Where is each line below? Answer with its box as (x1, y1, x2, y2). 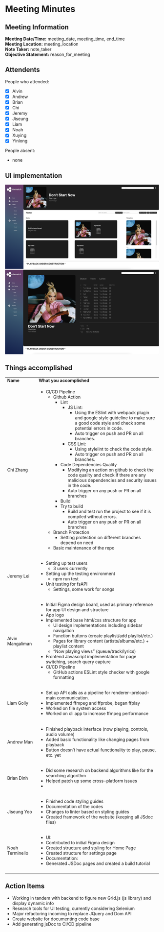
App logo (45, 612, 64, 618)
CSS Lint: (67, 441, 86, 447)
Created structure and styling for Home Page (45, 845, 136, 851)
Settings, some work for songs (53, 586, 115, 592)
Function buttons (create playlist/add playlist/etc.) (53, 633, 153, 639)
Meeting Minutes (5, 3, 76, 15)
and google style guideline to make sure (75, 415, 155, 421)
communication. (57, 695, 89, 701)
